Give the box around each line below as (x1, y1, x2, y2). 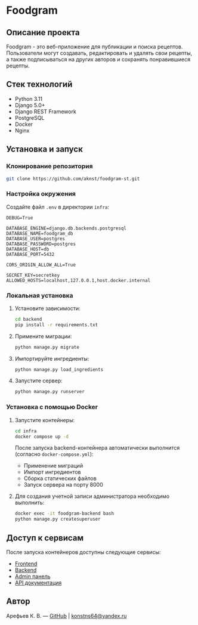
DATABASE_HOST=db (6, 246, 49, 252)
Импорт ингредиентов (23, 469, 82, 476)
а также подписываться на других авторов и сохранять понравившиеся (6, 56, 191, 63)
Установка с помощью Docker (6, 403, 98, 411)
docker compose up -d (14, 434, 69, 440)
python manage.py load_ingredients (14, 366, 104, 373)
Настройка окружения (6, 190, 76, 198)
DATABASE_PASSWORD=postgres (6, 241, 76, 247)
